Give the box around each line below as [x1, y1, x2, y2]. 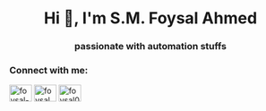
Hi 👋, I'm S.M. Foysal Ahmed [43, 8, 258, 29]
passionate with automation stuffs [74, 40, 227, 53]
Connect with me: [9, 64, 89, 77]
